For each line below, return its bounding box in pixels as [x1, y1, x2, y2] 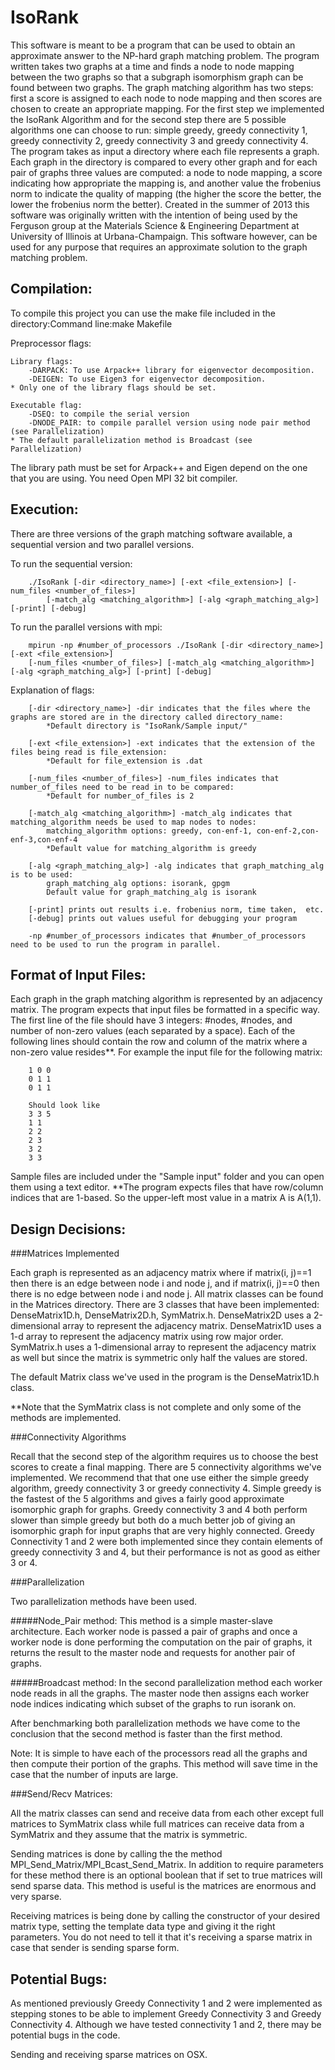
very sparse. [10, 1891, 62, 1903]
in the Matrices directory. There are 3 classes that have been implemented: [10, 1299, 320, 1311]
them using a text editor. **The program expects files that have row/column [10, 1181, 324, 1193]
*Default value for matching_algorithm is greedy [46, 843, 257, 853]
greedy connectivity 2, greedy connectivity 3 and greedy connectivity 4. [10, 134, 309, 146]
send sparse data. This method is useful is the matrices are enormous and [10, 1880, 317, 1892]
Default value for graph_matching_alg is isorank [46, 887, 257, 897]
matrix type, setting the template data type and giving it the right [10, 1921, 276, 1933]
